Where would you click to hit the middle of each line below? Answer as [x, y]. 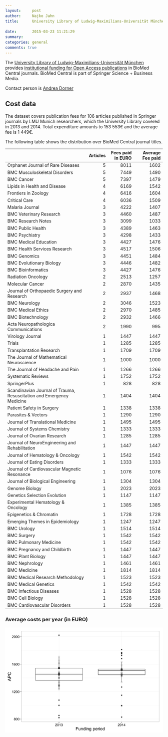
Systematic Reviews [28, 376]
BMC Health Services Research [39, 249]
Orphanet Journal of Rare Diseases [43, 165]
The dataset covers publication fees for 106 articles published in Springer [81, 116]
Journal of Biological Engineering [41, 481]
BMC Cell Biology [25, 598]
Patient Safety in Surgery [33, 408]
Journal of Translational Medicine [42, 422]
